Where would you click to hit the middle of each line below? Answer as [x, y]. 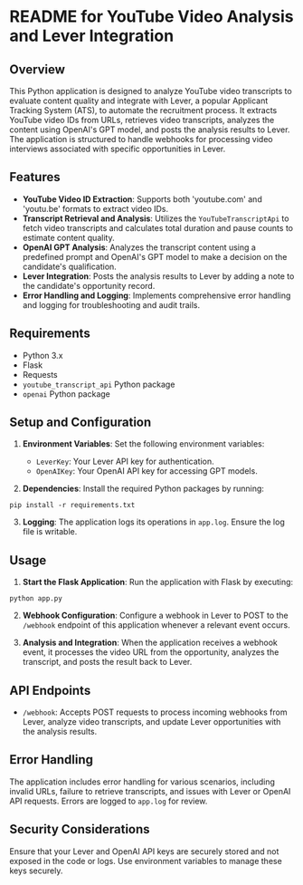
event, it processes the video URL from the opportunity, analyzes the [151, 652]
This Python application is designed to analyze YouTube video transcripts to [151, 91]
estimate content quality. [68, 237]
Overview [38, 69]
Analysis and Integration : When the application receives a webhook [150, 643]
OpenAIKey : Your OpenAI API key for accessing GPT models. [147, 471]
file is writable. [50, 532]
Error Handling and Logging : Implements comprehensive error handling [156, 295]
